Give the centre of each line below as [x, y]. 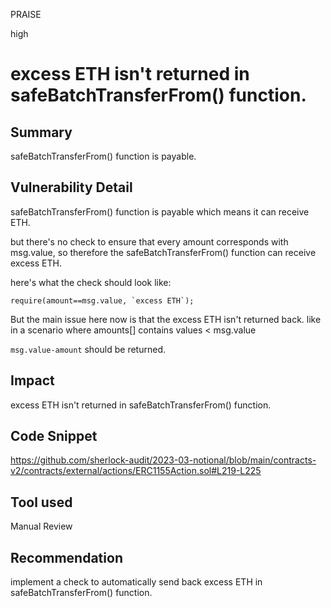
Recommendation [66, 557]
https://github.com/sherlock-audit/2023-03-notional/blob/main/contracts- [163, 460]
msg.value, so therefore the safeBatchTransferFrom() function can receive [163, 252]
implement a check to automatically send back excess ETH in [136, 582]
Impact [32, 380]
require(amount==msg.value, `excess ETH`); [102, 300]
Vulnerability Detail [71, 187]
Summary [41, 132]
